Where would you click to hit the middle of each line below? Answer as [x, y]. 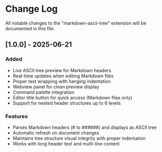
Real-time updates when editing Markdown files [63, 76]
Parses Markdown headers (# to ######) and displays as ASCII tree [85, 127]
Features [17, 116]
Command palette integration [43, 92]
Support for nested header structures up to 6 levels [67, 103]
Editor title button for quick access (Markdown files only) [73, 97]
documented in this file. [30, 28]
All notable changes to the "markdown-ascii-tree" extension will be [76, 23]
